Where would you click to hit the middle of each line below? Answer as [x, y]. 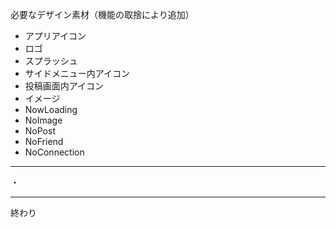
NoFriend [44, 141]
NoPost [40, 131]
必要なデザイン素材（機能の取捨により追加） [102, 14]
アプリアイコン [55, 36]
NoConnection [54, 152]
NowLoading [51, 109]
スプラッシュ [51, 61]
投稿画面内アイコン [64, 86]
